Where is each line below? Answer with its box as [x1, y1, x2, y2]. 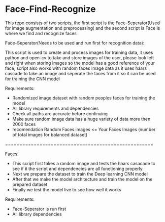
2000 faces [12, 121, 36, 127]
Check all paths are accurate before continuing [12, 110, 108, 117]
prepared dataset [12, 181, 48, 187]
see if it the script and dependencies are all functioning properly [12, 166, 143, 172]
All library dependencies [12, 211, 62, 217]
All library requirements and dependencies [12, 105, 99, 111]
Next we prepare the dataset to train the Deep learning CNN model [12, 171, 148, 177]
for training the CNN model [5, 76, 60, 82]
